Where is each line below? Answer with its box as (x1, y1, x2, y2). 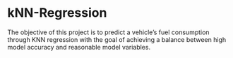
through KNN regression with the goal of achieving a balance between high (7, 35, 227, 43)
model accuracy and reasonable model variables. (7, 43, 150, 51)
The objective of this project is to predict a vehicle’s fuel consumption (7, 28, 210, 36)
